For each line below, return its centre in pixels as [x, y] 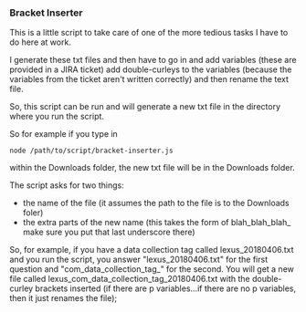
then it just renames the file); [63, 298]
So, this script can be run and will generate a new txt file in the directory [145, 107]
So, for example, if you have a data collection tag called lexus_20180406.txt [152, 250]
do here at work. [40, 42]
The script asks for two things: [67, 185]
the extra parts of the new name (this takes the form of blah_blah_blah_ [157, 223]
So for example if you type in [64, 134]
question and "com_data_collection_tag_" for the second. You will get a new [152, 269]
